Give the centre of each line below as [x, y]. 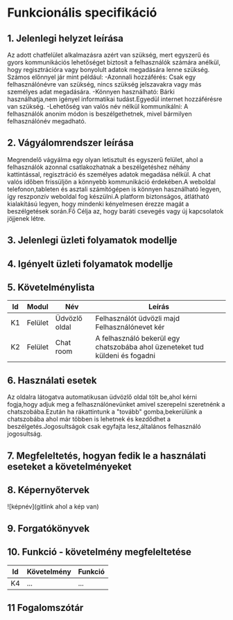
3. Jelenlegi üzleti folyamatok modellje [92, 240]
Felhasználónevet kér [130, 327]
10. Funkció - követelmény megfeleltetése [100, 552]
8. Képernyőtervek [49, 490]
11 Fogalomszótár [45, 608]
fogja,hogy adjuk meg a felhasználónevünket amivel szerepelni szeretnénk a [116, 405]
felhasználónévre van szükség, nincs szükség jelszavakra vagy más [104, 84]
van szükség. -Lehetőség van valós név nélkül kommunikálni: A [98, 106]
